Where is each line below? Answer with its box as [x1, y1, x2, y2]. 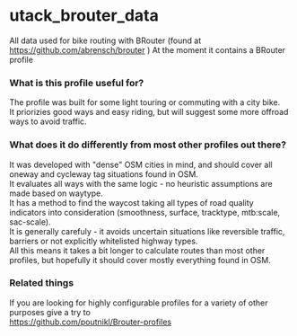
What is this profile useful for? [9, 76, 144, 89]
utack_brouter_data [9, 5, 159, 26]
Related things [9, 277, 74, 289]
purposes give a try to [9, 306, 92, 317]
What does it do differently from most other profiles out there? [9, 138, 287, 151]
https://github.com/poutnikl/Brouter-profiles [9, 316, 172, 327]
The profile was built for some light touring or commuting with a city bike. [9, 97, 281, 108]
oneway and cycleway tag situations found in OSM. [9, 168, 199, 180]
